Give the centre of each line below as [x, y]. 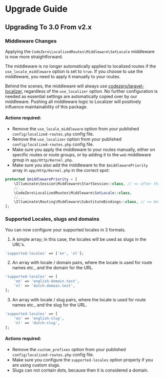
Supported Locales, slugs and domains [52, 219]
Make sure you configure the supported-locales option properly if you [82, 359]
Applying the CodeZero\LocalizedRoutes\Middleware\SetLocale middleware [80, 51]
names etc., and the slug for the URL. [50, 305]
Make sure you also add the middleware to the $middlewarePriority [80, 165]
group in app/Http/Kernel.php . [42, 160]
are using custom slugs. [36, 365]
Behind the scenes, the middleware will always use [56, 86]
